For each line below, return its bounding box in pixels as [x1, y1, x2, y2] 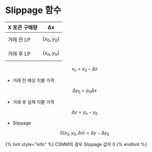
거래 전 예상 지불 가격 [12, 77, 54, 83]
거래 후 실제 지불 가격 [12, 99, 54, 105]
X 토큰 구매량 [8, 24, 38, 31]
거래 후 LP [8, 50, 31, 57]
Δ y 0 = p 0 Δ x [72, 87, 97, 94]
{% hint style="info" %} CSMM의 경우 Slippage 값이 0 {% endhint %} [5, 141, 147, 147]
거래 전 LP [8, 36, 31, 43]
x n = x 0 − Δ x [71, 66, 98, 73]
